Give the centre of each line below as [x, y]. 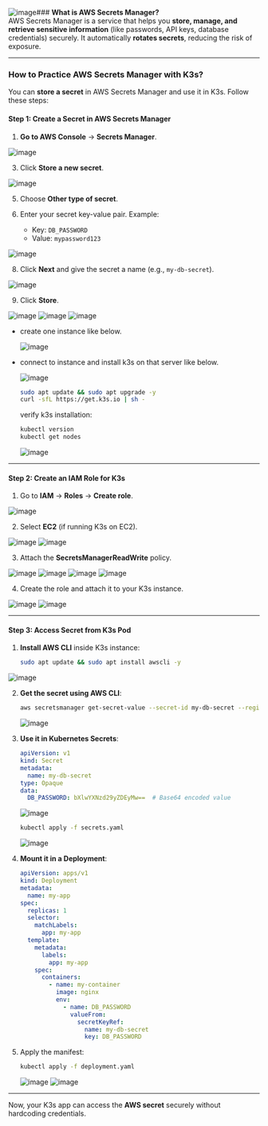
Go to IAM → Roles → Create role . [76, 496]
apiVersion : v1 [45, 753]
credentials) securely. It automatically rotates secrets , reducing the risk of [130, 38]
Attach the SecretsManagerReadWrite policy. [95, 558]
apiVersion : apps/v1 [54, 873]
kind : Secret [41, 761]
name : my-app [49, 896]
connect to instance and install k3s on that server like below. [119, 362]
